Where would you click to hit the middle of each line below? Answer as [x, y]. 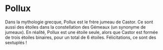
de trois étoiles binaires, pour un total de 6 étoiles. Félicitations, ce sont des [81, 37]
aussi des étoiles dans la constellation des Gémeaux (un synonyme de [75, 27]
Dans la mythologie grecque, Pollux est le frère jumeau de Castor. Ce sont [79, 22]
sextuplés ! [16, 42]
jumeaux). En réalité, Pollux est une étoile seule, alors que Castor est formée [81, 32]
